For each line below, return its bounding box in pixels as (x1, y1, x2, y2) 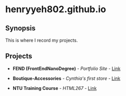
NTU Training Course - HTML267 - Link (12, 85, 97, 91)
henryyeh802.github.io (5, 4, 107, 15)
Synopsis (5, 24, 36, 33)
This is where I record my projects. (5, 37, 78, 43)
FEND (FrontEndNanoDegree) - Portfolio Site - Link (12, 65, 121, 72)
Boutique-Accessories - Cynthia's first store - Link (12, 75, 121, 81)
